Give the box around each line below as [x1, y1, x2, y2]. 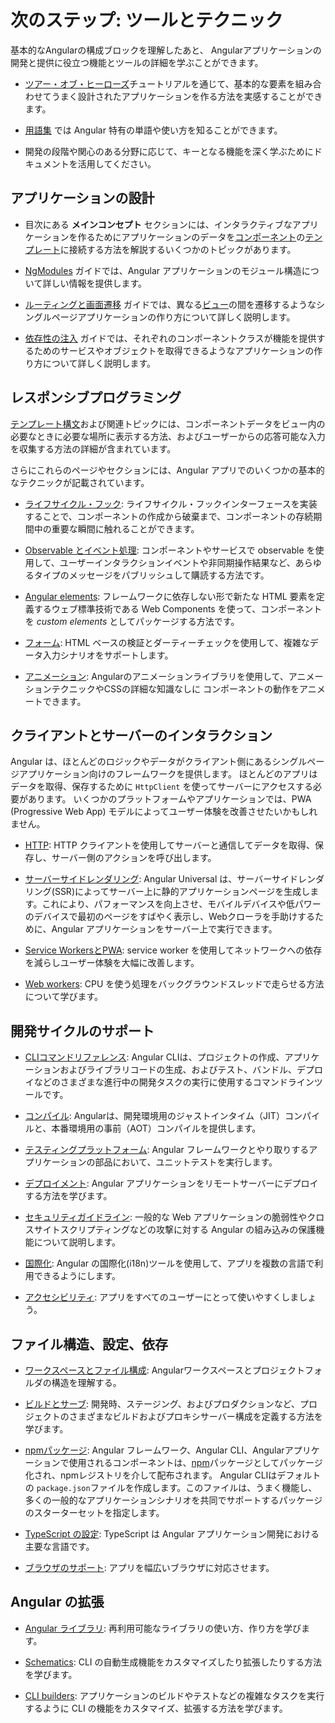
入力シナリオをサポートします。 [42, 649, 174, 661]
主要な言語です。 [24, 1541, 95, 1552]
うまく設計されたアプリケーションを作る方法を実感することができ [51, 90, 323, 102]
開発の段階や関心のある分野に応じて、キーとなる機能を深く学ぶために [24, 145, 314, 157]
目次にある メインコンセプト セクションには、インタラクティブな [24, 218, 293, 230]
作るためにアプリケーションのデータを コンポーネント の [77, 231, 306, 243]
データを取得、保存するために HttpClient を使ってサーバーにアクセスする [10, 781, 313, 793]
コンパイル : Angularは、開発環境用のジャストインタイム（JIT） [24, 1110, 285, 1122]
